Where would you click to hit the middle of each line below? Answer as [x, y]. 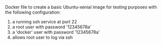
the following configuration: [33, 12]
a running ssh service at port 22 [44, 22]
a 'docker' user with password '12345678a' [56, 32]
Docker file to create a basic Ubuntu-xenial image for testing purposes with [81, 7]
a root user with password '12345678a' [52, 27]
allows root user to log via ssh [42, 37]
